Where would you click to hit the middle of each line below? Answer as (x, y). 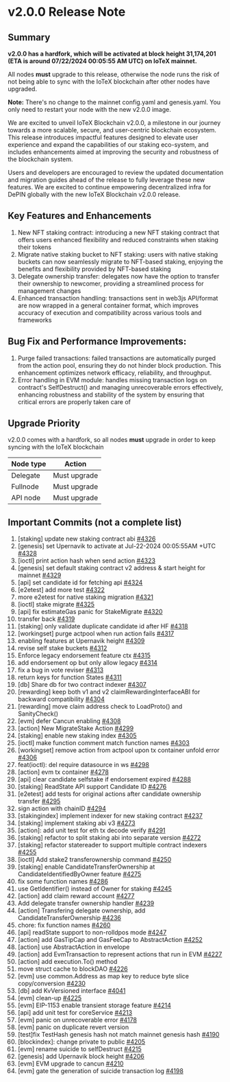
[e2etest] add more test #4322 (61, 590)
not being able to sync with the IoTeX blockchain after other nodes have (109, 82)
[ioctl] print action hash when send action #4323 (87, 561)
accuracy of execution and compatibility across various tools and (110, 312)
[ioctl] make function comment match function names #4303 (104, 743)
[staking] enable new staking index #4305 (77, 736)
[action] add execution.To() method (67, 962)
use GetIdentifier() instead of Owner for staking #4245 (94, 889)
